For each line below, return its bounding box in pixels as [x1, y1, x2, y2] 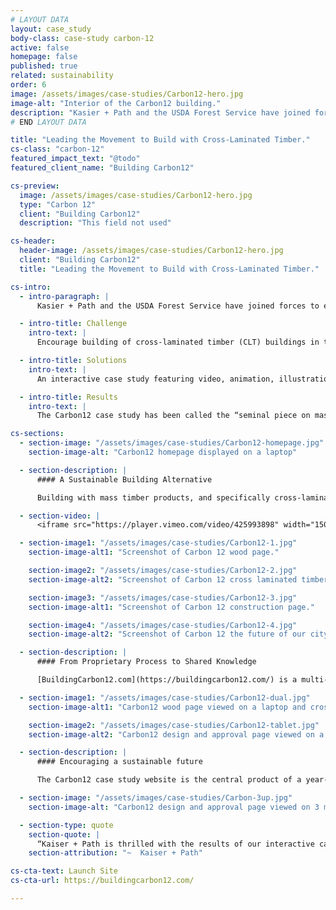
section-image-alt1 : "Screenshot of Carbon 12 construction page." [28, 602, 315, 612]
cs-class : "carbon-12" [10, 144, 105, 155]
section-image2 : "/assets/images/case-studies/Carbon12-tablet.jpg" [28, 720, 320, 730]
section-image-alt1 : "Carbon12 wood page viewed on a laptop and [28, 702, 307, 712]
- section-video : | [19, 511, 101, 521]
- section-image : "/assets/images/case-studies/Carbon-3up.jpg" [19, 793, 293, 803]
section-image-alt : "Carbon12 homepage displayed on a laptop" [28, 447, 298, 457]
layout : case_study [10, 24, 92, 34]
